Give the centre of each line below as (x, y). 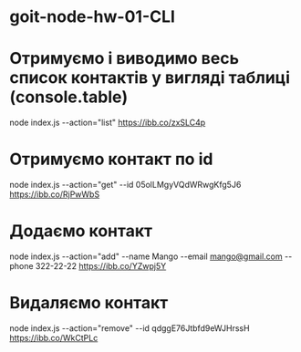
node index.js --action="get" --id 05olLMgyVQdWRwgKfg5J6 (125, 185)
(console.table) (69, 97)
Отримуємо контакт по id (111, 159)
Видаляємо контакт (89, 303)
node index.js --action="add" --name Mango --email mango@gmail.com (146, 256)
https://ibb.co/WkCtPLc (54, 337)
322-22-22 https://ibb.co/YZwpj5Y (101, 266)
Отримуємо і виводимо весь (125, 59)
